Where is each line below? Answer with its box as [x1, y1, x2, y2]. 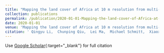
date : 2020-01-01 [5, 20, 41, 26]
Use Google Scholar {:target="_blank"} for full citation [5, 43, 112, 48]
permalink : [5, 16, 27, 21]
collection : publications [5, 12, 58, 16]
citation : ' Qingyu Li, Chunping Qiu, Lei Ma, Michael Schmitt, [5, 29, 145, 34]
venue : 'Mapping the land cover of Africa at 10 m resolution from [5, 25, 145, 30]
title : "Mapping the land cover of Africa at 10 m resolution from [5, 7, 145, 12]
